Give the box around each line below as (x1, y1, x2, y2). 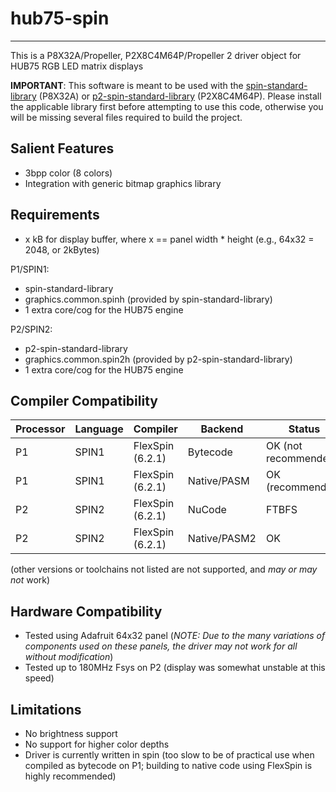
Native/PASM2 (187, 532, 257, 546)
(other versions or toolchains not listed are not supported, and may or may (10, 563, 318, 576)
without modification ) (24, 651, 114, 663)
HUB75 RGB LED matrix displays (10, 60, 144, 72)
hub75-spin (10, 7, 110, 30)
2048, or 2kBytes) (24, 243, 100, 256)
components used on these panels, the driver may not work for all (24, 640, 298, 652)
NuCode (187, 503, 227, 517)
